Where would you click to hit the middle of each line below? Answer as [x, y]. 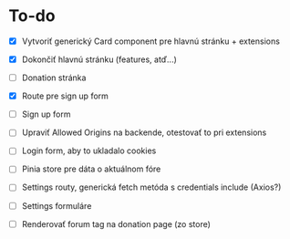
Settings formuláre [57, 205]
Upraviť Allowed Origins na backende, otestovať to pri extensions [144, 132]
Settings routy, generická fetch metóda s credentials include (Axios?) [151, 187]
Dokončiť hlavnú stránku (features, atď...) [99, 59]
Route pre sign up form [65, 96]
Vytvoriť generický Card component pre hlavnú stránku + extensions [150, 41]
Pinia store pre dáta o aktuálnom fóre [91, 169]
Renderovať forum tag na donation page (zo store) [116, 223]
